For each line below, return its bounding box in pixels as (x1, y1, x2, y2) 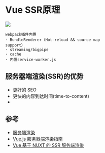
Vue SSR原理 (5, 4, 60, 16)
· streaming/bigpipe (5, 47, 49, 52)
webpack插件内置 (5, 32, 37, 37)
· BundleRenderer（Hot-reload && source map (5, 37, 100, 42)
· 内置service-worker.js (5, 57, 56, 62)
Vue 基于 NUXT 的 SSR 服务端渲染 (12, 142, 84, 148)
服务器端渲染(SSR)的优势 (5, 72, 84, 81)
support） (5, 42, 25, 48)
